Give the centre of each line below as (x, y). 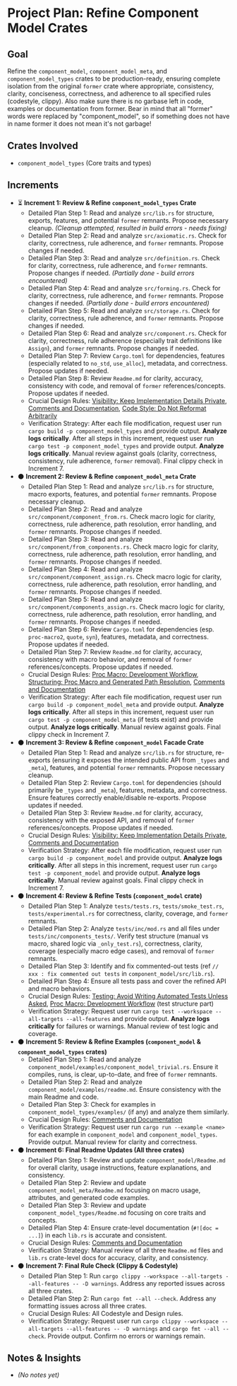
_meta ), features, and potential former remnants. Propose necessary (126, 767)
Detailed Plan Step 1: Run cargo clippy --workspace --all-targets (125, 1276)
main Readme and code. (63, 1097)
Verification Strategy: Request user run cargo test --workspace (120, 1011)
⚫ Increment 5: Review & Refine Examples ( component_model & (109, 1042)
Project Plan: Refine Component (103, 13)
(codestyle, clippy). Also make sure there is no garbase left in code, (105, 101)
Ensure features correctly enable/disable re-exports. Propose (117, 798)
